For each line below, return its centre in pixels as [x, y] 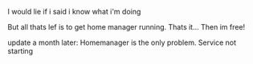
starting [20, 51]
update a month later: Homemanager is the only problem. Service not [122, 42]
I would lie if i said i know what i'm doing [74, 12]
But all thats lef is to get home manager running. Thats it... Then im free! [126, 27]
